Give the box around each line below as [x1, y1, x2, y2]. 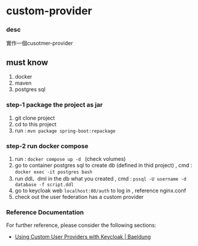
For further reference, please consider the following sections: [6, 222, 156, 229]
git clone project [14, 114, 55, 122]
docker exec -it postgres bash [14, 169, 93, 175]
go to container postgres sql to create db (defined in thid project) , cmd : [14, 161, 193, 169]
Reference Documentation [6, 208, 84, 216]
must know [6, 57, 49, 67]
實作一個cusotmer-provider [6, 40, 73, 47]
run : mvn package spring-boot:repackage [14, 127, 116, 134]
